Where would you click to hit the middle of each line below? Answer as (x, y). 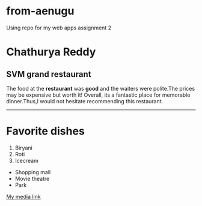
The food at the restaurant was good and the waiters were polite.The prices (101, 88)
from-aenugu (40, 11)
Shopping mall (33, 172)
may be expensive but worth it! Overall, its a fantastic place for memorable (98, 95)
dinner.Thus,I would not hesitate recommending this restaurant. (85, 101)
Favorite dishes (46, 131)
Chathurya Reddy (51, 52)
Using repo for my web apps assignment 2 (59, 28)
